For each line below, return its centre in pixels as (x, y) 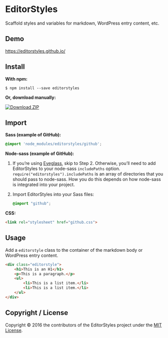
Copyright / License (37, 313)
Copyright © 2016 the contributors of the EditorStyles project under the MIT (83, 325)
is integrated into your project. (44, 185)
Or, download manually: (31, 97)
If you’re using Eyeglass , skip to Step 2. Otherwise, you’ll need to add (84, 163)
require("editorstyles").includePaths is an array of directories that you (88, 174)
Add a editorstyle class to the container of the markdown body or (74, 250)
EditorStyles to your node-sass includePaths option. (66, 168)
